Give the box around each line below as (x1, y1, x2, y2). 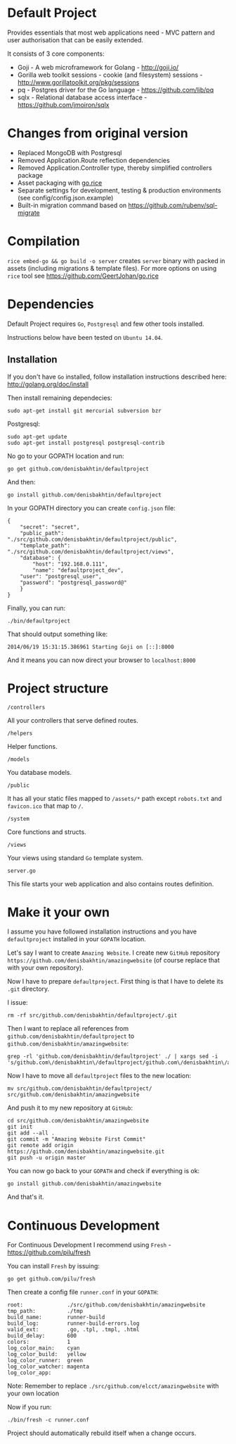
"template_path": (20, 541, 71, 549)
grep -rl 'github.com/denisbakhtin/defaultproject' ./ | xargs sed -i (7, 1053, 218, 1060)
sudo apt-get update (7, 433, 68, 440)
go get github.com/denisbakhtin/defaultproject (7, 465, 150, 472)
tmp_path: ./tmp (7, 1308, 83, 1315)
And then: (7, 477, 36, 486)
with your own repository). (7, 964, 84, 972)
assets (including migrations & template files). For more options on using (7, 264, 217, 272)
